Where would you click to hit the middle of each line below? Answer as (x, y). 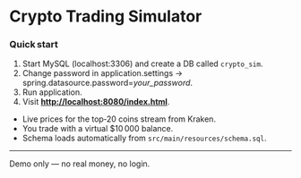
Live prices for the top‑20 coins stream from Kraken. (119, 119)
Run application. (52, 92)
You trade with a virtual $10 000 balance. (98, 129)
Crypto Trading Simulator (106, 17)
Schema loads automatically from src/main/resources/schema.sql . (144, 138)
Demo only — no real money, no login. (80, 164)
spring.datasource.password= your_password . (107, 83)
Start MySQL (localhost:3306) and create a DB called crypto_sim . (142, 64)
